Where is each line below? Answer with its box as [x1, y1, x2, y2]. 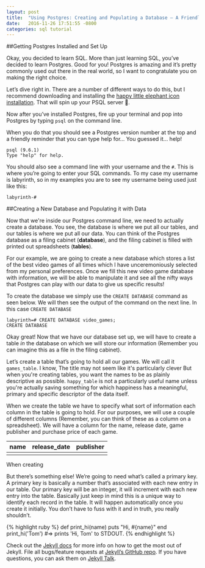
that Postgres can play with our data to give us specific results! [6, 281, 165, 288]
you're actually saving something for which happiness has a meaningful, [6, 384, 188, 391]
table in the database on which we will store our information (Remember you [6, 340, 198, 347]
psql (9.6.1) [6, 147, 40, 153]
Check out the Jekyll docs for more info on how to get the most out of [6, 542, 182, 549]
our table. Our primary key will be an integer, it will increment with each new [6, 486, 197, 493]
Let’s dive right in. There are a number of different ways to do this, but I [6, 86, 185, 93]
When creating [6, 461, 44, 469]
